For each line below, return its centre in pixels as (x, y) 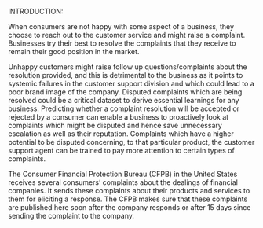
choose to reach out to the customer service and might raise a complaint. (127, 35)
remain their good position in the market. (74, 51)
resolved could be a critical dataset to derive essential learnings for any (124, 100)
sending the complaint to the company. (71, 216)
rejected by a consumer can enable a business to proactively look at (119, 117)
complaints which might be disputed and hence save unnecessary (115, 125)
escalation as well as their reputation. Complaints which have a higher (121, 134)
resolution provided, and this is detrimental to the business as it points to (126, 75)
